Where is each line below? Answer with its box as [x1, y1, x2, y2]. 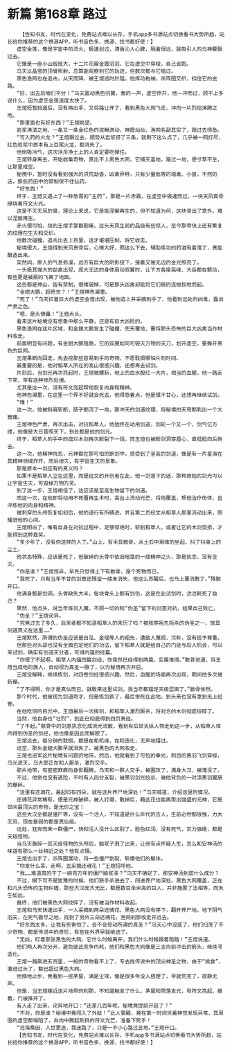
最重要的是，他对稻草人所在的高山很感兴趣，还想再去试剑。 [16, 362, 161, 369]
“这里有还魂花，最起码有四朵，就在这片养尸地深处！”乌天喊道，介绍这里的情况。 [16, 789, 213, 796]
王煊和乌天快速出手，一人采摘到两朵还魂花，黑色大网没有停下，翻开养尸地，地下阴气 [16, 907, 223, 913]
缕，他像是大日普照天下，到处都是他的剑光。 [7, 428, 116, 435]
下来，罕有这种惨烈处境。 [7, 377, 69, 384]
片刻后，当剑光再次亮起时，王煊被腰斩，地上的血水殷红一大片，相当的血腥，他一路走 [16, 369, 223, 376]
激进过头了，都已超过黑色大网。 [7, 965, 85, 972]
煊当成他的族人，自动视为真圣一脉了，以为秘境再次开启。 [7, 663, 147, 670]
